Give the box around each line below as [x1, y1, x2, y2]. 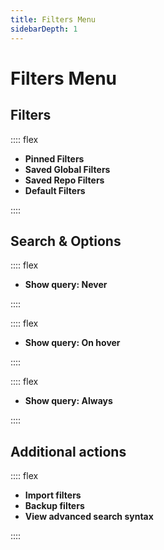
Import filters [24, 489, 82, 501]
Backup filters [24, 500, 85, 512]
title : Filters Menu [10, 14, 97, 25]
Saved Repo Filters [24, 174, 105, 186]
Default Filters [24, 184, 86, 196]
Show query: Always [24, 395, 113, 407]
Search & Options [10, 232, 122, 250]
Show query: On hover [24, 337, 121, 349]
